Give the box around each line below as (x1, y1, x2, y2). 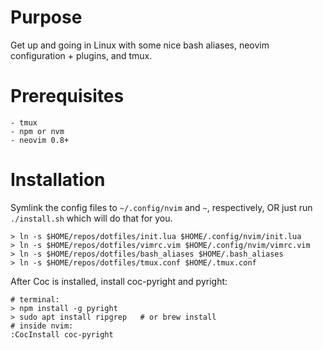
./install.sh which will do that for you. (10, 212, 173, 224)
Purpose (10, 6, 83, 29)
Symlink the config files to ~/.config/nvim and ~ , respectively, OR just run (10, 201, 313, 213)
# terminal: (10, 294, 60, 305)
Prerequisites (10, 85, 125, 108)
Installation (10, 169, 106, 191)
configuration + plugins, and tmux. (10, 49, 153, 61)
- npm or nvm (10, 126, 65, 136)
